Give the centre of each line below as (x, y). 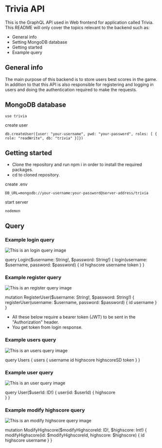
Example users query (31, 340)
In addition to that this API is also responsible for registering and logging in (79, 84)
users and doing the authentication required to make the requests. (71, 89)
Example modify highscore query (45, 410)
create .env (16, 184)
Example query (27, 52)
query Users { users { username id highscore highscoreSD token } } (73, 360)
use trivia (16, 116)
